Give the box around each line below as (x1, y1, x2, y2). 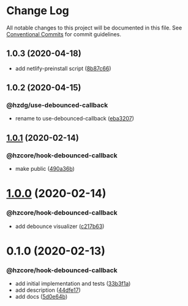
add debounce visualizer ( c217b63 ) (15, 222, 105, 230)
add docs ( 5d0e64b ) (15, 293, 68, 300)
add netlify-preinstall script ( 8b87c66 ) (15, 65, 111, 72)
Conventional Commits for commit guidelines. (6, 30, 121, 37)
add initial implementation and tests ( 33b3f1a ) (15, 280, 131, 288)
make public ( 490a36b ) (15, 165, 75, 173)
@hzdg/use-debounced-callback (6, 101, 108, 109)
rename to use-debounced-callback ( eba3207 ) (15, 115, 135, 122)
